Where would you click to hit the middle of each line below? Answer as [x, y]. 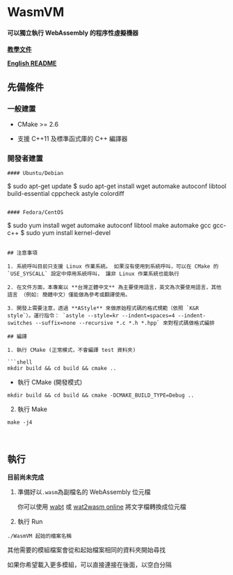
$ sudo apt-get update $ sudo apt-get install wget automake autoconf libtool [117, 186]
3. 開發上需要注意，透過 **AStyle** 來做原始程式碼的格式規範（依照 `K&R [103, 308]
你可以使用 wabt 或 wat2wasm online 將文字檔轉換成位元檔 [102, 507]
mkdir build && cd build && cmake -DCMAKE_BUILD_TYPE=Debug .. [101, 396]
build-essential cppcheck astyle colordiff [66, 194]
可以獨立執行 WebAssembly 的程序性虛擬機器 [73, 33]
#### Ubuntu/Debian [35, 174]
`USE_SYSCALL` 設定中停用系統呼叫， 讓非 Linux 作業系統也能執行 [93, 274]
